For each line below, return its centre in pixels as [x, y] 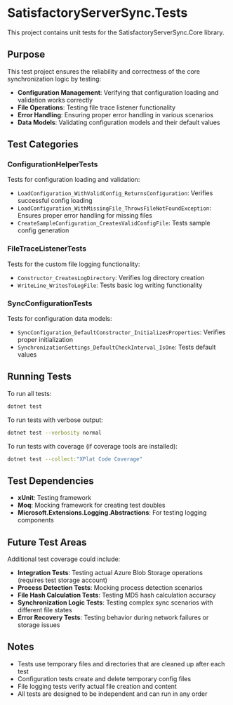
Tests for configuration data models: [60, 319]
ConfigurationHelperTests [53, 164]
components [35, 520]
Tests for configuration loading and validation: [74, 180]
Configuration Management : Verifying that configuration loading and [118, 92]
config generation [43, 230]
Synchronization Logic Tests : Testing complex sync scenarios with [115, 602]
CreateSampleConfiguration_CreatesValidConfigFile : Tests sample [114, 223]
